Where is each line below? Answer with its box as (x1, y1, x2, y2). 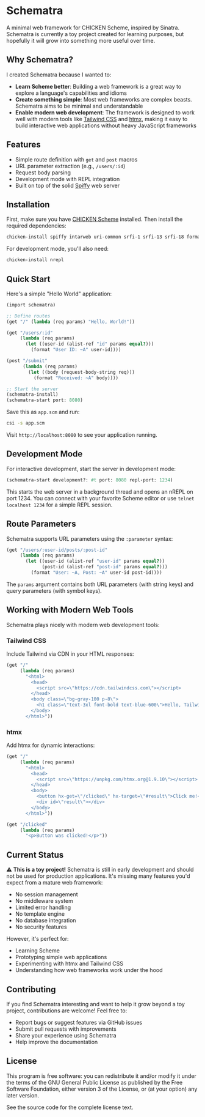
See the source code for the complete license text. (6, 1104, 134, 1111)
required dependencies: (6, 222, 67, 229)
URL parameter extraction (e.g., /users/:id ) (15, 162, 126, 169)
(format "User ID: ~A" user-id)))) (31, 347, 121, 353)
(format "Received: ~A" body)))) (33, 374, 119, 381)
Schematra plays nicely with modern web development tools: (6, 621, 160, 628)
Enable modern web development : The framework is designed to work (15, 108, 195, 116)
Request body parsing (15, 169, 71, 176)
